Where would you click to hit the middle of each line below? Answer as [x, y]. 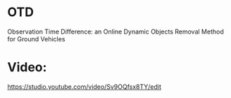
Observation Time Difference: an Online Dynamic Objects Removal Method [115, 31]
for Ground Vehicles [36, 38]
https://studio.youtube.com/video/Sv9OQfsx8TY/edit [85, 86]
